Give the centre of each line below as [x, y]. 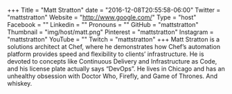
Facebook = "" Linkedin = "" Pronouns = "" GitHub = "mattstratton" [103, 25]
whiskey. [20, 83]
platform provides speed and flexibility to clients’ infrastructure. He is [106, 54]
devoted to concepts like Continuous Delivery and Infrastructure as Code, [112, 61]
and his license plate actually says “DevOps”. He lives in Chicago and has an [116, 69]
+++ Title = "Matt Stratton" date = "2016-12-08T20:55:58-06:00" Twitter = [114, 10]
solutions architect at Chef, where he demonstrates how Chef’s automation [114, 47]
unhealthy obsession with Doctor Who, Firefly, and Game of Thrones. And [113, 76]
